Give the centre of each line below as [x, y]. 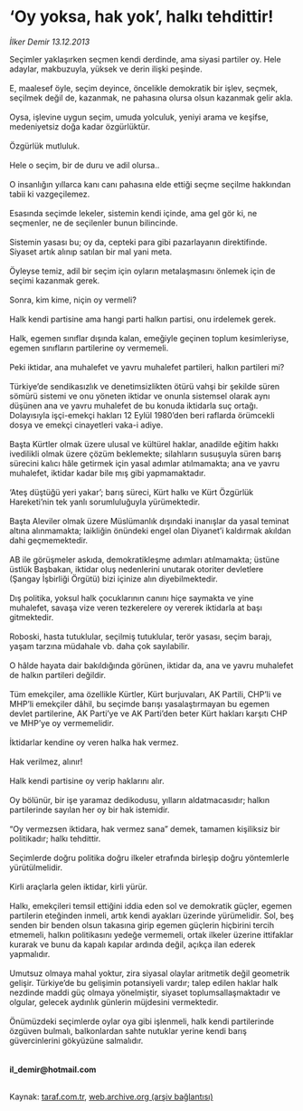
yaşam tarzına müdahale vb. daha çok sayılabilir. [99, 646]
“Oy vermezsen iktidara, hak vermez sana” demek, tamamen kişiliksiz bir [145, 828]
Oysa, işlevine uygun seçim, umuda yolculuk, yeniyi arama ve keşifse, [139, 117]
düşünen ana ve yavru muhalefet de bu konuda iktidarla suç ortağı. [134, 406]
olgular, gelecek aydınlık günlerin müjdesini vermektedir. [114, 1001]
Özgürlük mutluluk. [45, 146]
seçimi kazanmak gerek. [55, 280]
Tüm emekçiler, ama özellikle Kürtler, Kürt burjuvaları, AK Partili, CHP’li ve [146, 694]
